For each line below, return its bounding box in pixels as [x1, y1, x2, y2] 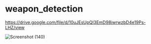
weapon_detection [5, 3, 83, 15]
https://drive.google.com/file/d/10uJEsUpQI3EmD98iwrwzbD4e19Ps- [5, 19, 146, 25]
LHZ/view [5, 24, 25, 30]
